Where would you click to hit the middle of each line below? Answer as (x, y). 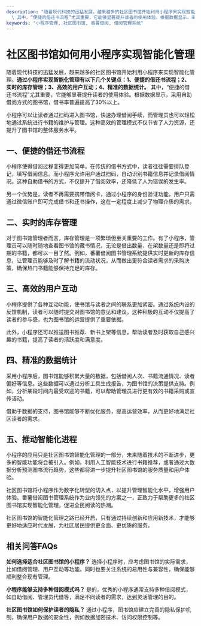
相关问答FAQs (32, 546)
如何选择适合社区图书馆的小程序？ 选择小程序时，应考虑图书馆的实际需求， (99, 562)
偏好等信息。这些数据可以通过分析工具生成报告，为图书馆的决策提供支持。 (98, 383)
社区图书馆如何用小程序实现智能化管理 (101, 54)
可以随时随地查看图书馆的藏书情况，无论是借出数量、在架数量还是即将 (103, 245)
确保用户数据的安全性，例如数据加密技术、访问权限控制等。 (90, 617)
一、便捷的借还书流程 (45, 151)
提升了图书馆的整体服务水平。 (43, 130)
